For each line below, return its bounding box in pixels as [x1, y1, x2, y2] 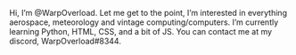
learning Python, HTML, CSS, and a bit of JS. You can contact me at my [9, 27, 273, 36]
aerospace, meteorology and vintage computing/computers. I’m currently [9, 17, 279, 27]
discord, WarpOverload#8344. [9, 35, 122, 46]
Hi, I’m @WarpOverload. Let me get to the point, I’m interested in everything [9, 8, 288, 18]
